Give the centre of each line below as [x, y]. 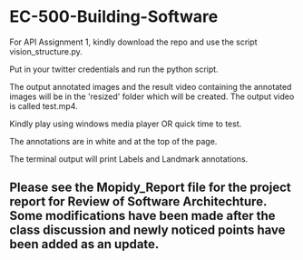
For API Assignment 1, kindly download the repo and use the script [133, 42]
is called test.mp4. [44, 105]
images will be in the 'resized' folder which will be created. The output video [152, 96]
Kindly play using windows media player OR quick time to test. [126, 124]
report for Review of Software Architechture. [138, 202]
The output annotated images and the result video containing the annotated [151, 86]
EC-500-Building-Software [114, 17]
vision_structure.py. [46, 51]
